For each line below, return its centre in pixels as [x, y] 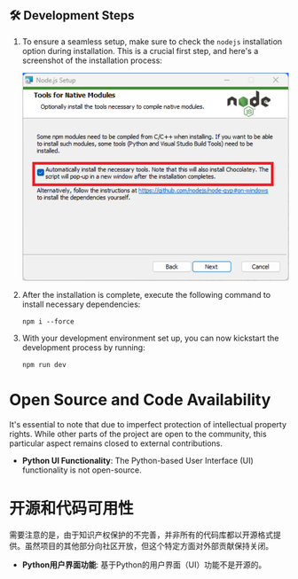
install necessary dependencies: [81, 304]
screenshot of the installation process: [92, 60]
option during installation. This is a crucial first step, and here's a [140, 51]
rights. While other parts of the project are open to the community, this [138, 434]
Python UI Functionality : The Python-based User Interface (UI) [138, 461]
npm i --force [48, 322]
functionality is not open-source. [82, 470]
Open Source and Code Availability [140, 400]
